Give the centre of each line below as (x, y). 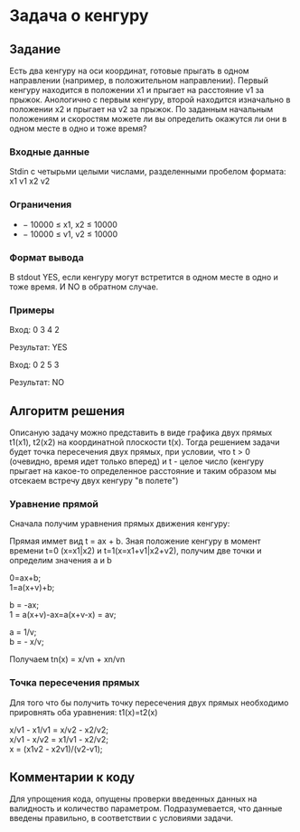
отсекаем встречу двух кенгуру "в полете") (94, 481)
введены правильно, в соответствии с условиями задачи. (121, 818)
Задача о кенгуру (79, 16)
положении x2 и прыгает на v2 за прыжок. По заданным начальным (141, 109)
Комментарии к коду (72, 777)
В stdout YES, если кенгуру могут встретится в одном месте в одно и (144, 277)
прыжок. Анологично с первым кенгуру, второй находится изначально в (150, 99)
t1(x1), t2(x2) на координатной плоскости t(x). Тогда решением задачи (145, 442)
